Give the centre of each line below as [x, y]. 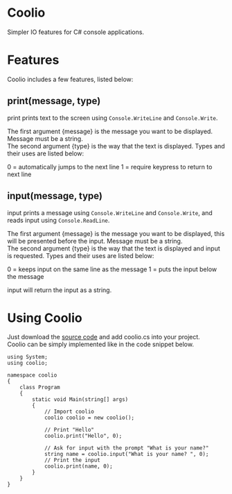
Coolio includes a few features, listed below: [70, 79]
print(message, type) [54, 101]
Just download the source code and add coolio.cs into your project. [104, 337]
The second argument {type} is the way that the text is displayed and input [114, 248]
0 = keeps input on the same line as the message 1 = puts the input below [112, 269]
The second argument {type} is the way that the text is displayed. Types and [116, 146]
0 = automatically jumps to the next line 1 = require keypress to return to [110, 167]
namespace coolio [32, 375]
